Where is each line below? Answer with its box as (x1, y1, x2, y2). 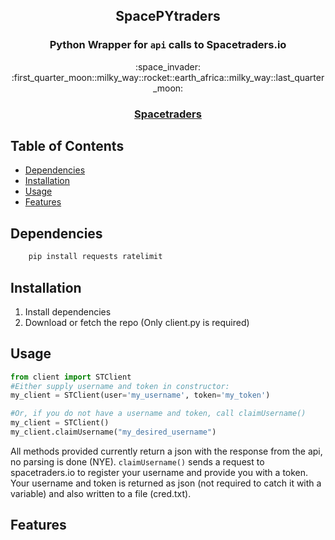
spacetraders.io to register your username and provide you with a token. (10, 466, 309, 478)
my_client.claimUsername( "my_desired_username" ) (10, 427, 217, 438)
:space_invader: (134, 60, 202, 73)
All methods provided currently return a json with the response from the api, (10, 445, 323, 457)
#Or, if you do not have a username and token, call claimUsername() (10, 409, 307, 419)
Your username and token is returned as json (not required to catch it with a (10, 477, 322, 489)
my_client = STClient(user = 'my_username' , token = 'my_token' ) (10, 390, 271, 401)
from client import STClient (10, 372, 132, 382)
